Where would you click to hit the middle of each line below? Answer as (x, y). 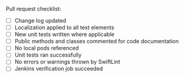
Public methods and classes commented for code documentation (97, 41)
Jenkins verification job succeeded (59, 69)
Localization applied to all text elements (64, 27)
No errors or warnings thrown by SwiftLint (67, 62)
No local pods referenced (46, 48)
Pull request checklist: (34, 9)
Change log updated (40, 20)
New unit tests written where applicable (64, 34)
